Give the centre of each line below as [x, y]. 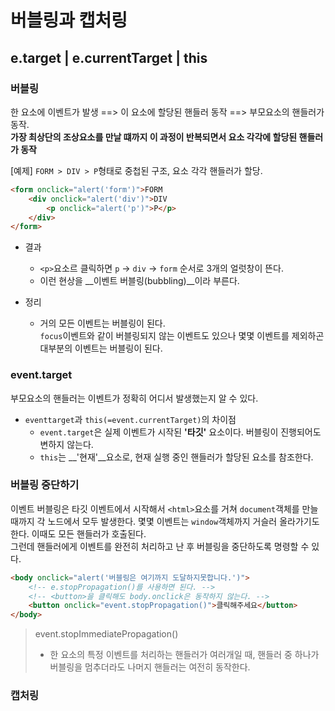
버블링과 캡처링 [69, 20]
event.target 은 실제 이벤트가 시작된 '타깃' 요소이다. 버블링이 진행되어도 [180, 432]
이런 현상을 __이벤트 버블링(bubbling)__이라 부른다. [139, 281]
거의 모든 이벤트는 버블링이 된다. [102, 323]
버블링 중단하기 [45, 485]
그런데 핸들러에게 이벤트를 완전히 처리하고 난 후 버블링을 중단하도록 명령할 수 [160, 546]
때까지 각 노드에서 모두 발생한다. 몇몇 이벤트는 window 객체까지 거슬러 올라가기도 [165, 521]
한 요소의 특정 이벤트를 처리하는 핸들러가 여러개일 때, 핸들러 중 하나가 [184, 655]
